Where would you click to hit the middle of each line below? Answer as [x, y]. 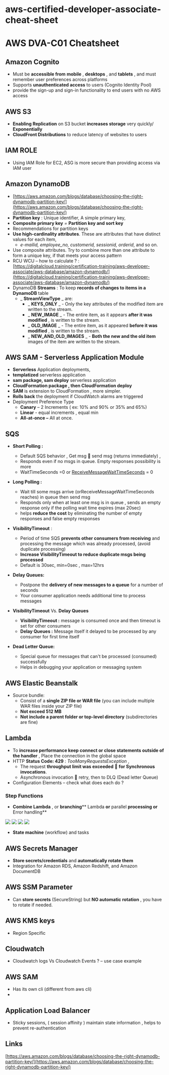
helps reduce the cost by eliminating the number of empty [81, 513]
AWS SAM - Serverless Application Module [75, 357]
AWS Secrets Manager [42, 848]
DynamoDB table [31, 293]
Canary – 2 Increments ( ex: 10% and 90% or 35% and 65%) [83, 407]
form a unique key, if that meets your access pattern [67, 255]
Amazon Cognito [32, 62]
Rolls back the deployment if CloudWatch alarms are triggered [78, 397]
